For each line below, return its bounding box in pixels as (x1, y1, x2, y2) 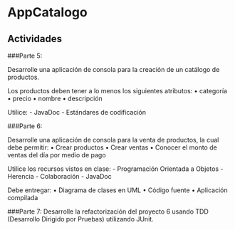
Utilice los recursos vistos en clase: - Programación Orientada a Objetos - (7, 164, 224, 173)
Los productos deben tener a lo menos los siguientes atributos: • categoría (7, 87, 228, 95)
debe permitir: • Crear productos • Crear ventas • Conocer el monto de (7, 143, 217, 152)
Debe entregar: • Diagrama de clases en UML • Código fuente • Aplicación (7, 186, 228, 194)
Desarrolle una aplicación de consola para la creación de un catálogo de (7, 66, 220, 73)
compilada (7, 194, 38, 202)
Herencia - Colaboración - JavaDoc (7, 172, 112, 180)
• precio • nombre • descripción (7, 94, 103, 103)
